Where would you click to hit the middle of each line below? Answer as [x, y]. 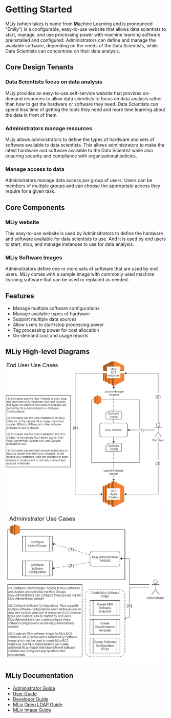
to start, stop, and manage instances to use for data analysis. [70, 244]
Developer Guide [30, 699]
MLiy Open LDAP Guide [38, 704]
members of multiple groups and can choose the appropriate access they [83, 186]
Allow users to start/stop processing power [58, 325]
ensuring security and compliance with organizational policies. [71, 156]
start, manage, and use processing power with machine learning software [83, 34]
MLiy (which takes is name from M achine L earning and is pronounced [79, 24]
